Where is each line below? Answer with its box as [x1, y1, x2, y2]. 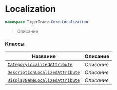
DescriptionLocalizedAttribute [7, 70, 80, 75]
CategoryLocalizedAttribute [7, 62, 73, 68]
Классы [5, 40, 25, 47]
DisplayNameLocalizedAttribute [7, 78, 80, 83]
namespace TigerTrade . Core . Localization [5, 19, 89, 24]
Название [31, 53, 56, 60]
